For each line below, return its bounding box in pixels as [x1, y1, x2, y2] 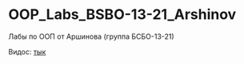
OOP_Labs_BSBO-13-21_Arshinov [8, 6, 237, 24]
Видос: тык [8, 47, 46, 56]
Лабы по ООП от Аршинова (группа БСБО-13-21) [8, 32, 174, 41]
